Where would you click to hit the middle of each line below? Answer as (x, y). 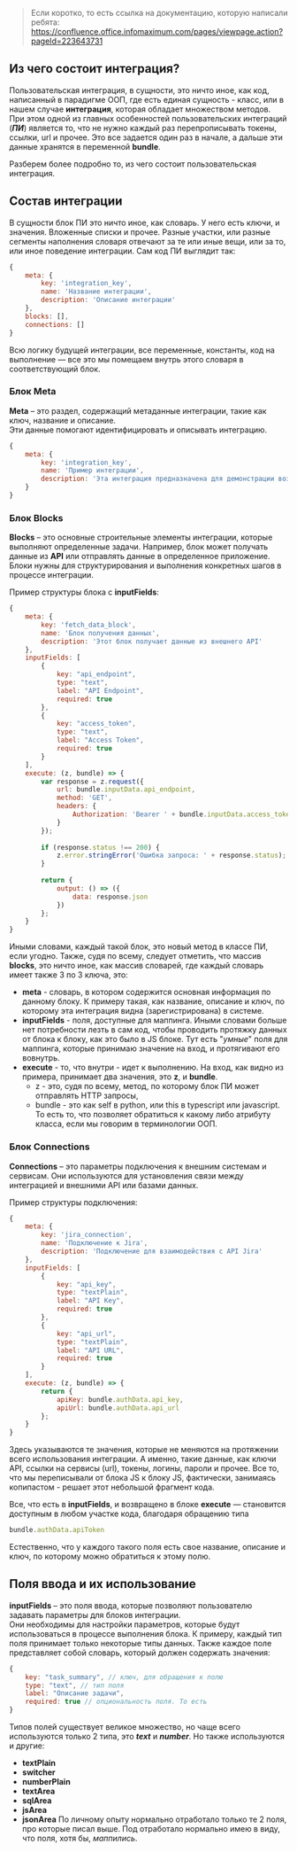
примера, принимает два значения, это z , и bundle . (120, 1077)
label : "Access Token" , (100, 740)
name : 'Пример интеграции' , (92, 471)
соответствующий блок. (55, 369)
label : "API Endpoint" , (100, 690)
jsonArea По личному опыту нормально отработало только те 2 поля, (154, 1819)
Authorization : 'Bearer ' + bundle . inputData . (160, 814)
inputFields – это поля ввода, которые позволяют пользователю (131, 1605)
